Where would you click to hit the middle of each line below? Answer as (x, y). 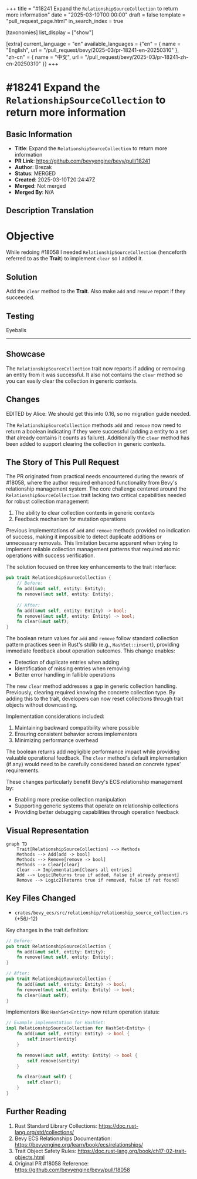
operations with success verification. (51, 555)
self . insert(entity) (52, 1039)
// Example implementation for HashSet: (56, 1023)
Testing (20, 316)
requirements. (23, 770)
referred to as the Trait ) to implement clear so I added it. (75, 259)
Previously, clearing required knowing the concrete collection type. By (91, 693)
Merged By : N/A (34, 192)
